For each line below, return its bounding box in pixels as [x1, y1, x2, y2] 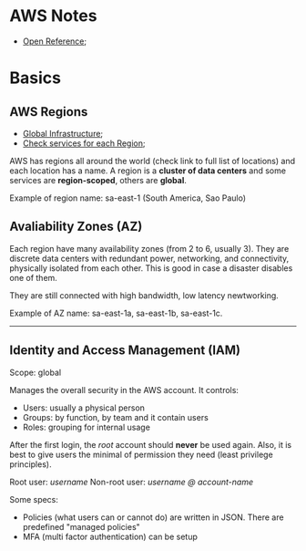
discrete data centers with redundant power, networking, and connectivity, [9, 253, 290, 264]
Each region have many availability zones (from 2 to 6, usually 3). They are [9, 243, 290, 254]
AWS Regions [9, 104, 88, 120]
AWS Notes [9, 5, 97, 26]
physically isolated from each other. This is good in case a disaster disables [9, 262, 293, 274]
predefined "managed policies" [22, 521, 141, 532]
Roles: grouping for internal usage [22, 421, 150, 432]
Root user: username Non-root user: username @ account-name [9, 476, 253, 487]
